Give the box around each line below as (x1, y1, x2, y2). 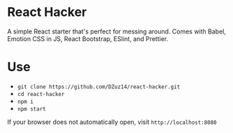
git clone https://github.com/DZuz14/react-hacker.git (17, 83, 181, 91)
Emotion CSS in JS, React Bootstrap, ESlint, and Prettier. (7, 34, 169, 42)
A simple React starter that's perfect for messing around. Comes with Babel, (7, 27, 227, 36)
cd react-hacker (17, 91, 65, 97)
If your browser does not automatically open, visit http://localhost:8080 (7, 118, 217, 126)
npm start (17, 105, 47, 112)
